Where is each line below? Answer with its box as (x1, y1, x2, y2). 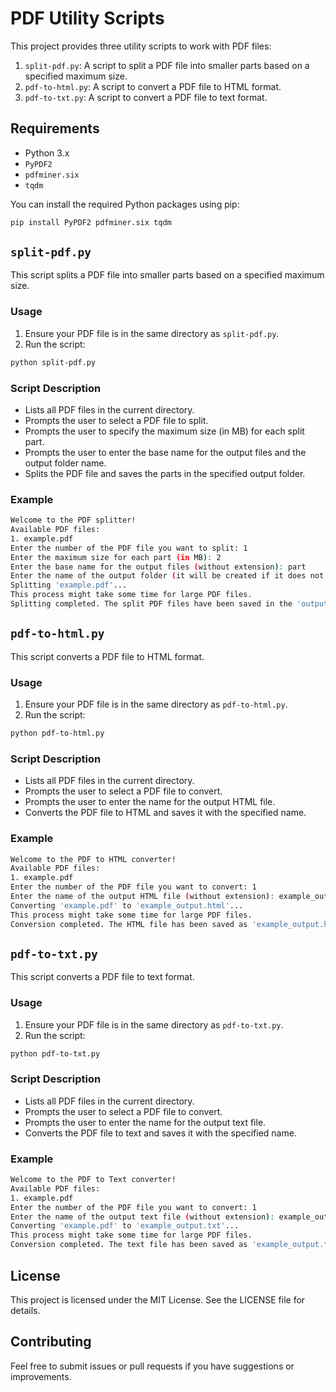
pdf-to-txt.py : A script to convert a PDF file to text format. (24, 91, 268, 103)
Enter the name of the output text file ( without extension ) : (10, 1212, 275, 1222)
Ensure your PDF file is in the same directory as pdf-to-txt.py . (24, 1018, 284, 1031)
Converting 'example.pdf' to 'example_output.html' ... (10, 900, 244, 911)
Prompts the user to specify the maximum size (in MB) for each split (24, 425, 305, 437)
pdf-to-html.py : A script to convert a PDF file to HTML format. (24, 80, 282, 92)
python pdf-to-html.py (10, 728, 105, 739)
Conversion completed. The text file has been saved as (10, 1240, 248, 1250)
